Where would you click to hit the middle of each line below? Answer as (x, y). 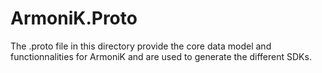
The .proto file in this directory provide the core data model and (141, 46)
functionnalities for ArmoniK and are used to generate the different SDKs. (161, 56)
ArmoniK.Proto (74, 18)
